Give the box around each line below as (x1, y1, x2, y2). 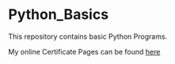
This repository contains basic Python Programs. (8, 32, 168, 41)
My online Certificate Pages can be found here (8, 47, 161, 56)
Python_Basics (8, 6, 109, 24)
